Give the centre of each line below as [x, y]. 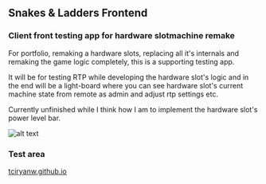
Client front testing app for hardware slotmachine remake [121, 36]
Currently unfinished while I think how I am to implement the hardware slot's [133, 109]
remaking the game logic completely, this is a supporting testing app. [121, 61]
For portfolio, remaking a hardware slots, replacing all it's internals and [124, 53]
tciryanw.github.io [38, 171]
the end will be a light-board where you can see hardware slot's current [126, 85]
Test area [27, 154]
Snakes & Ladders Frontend [78, 13]
